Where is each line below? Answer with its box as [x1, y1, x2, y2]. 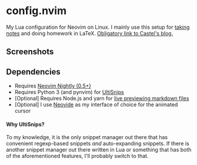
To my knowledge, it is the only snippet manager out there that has [6, 134, 168, 141]
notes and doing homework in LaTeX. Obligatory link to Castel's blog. [6, 29, 173, 36]
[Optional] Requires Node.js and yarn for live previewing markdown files [14, 95, 189, 102]
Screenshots [6, 47, 54, 57]
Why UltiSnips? [6, 120, 45, 127]
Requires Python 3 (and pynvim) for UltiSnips [14, 89, 125, 96]
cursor [14, 107, 31, 115]
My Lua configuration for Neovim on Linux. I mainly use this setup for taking [6, 23, 190, 31]
